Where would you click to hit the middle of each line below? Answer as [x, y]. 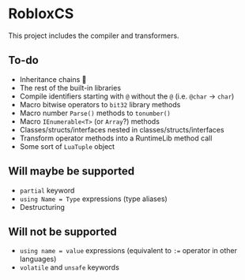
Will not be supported [62, 231]
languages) [38, 259]
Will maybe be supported [72, 172]
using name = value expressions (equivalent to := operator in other [128, 251]
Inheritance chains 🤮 [53, 79]
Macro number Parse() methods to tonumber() [95, 113]
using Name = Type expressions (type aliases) [93, 199]
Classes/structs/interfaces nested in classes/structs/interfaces [122, 129]
